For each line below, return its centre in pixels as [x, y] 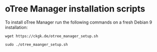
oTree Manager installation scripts [75, 9]
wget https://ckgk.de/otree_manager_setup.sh [51, 36]
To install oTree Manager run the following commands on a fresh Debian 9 [78, 22]
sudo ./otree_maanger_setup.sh [36, 44]
